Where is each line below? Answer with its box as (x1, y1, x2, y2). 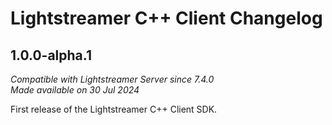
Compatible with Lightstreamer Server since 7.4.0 (10, 73, 215, 85)
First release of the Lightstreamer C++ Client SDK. (10, 103, 218, 115)
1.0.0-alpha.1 (10, 47, 92, 64)
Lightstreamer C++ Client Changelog (10, 7, 323, 30)
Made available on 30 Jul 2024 (10, 84, 140, 96)
